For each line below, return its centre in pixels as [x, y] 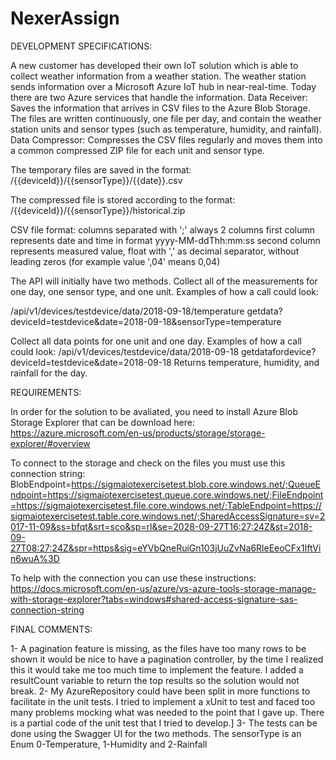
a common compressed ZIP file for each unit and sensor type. [137, 150]
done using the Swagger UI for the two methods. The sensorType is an [156, 733]
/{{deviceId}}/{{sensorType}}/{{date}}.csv [96, 180]
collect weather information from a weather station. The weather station [158, 76]
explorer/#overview [50, 443]
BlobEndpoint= [41, 484]
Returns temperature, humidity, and [246, 362]
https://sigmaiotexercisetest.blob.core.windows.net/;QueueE [196, 484]
